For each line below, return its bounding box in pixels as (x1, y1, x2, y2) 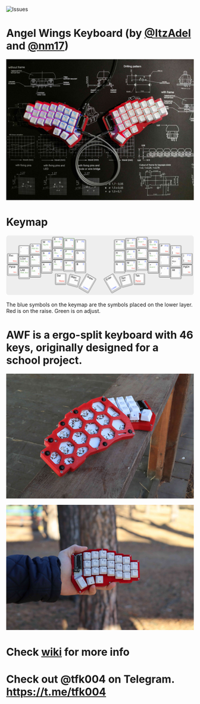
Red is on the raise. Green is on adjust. (6, 307, 101, 314)
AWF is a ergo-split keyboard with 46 (6, 328, 193, 342)
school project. (6, 353, 83, 367)
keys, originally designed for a (6, 341, 159, 355)
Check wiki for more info (6, 646, 130, 659)
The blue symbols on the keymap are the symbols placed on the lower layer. (6, 301, 193, 308)
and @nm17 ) (6, 39, 69, 53)
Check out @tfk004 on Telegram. (6, 672, 174, 686)
